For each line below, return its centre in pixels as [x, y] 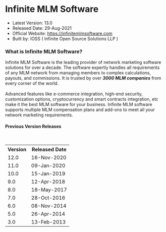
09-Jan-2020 [48, 166]
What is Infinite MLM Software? [44, 52]
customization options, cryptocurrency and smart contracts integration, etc [82, 99]
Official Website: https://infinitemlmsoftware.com [62, 33]
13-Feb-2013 [49, 222]
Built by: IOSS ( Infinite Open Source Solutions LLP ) [65, 39]
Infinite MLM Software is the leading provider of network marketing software [83, 62]
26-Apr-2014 [48, 214]
